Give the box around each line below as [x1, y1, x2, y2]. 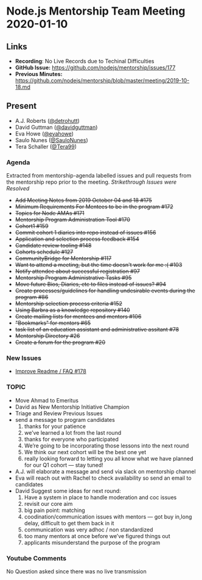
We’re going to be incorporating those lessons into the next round [24, 442, 189, 449]
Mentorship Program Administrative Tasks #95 [15, 274, 132, 281]
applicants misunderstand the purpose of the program [24, 539, 160, 546]
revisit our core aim [24, 500, 73, 507]
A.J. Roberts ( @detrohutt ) [15, 117, 80, 124]
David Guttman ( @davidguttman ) [15, 123, 98, 131]
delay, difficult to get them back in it [24, 519, 114, 526]
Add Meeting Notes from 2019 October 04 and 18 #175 [15, 196, 152, 204]
